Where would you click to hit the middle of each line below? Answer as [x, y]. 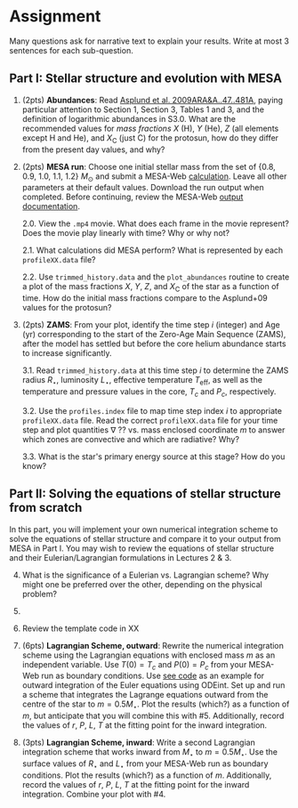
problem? [40, 594]
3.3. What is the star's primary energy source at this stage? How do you [153, 457]
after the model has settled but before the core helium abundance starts [154, 343]
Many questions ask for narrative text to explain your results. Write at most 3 [149, 41]
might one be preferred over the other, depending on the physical [142, 584]
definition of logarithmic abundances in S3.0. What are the [129, 118]
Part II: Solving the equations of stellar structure [145, 494]
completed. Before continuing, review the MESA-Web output [133, 197]
